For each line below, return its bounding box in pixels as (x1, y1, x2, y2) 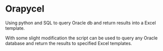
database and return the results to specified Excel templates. (5, 40, 133, 46)
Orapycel (5, 3, 45, 15)
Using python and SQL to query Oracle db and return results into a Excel (5, 20, 156, 26)
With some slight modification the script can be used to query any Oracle (5, 35, 158, 41)
